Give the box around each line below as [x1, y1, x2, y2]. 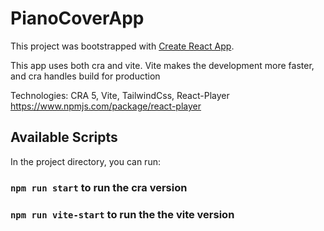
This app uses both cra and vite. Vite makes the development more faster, [10, 59, 315, 71]
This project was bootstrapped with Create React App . [10, 40, 235, 52]
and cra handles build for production [10, 70, 161, 82]
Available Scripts [10, 129, 118, 146]
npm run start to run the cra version [10, 180, 188, 194]
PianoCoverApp [10, 7, 145, 30]
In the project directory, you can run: [10, 155, 161, 167]
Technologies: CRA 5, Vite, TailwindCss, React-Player [10, 89, 230, 101]
